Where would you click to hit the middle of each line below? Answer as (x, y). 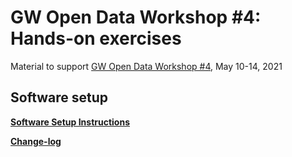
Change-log (36, 141)
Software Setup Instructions (70, 122)
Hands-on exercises (96, 38)
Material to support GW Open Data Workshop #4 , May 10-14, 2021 (146, 66)
